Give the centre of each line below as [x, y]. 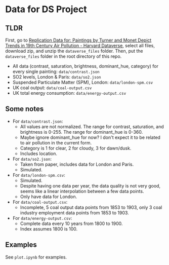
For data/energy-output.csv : [42, 218]
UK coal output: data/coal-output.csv [52, 88]
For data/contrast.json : [38, 121]
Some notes [25, 109]
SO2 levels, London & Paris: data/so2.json [57, 77]
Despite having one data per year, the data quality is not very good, [90, 185]
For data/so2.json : [32, 159]
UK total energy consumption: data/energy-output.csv [69, 93]
